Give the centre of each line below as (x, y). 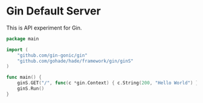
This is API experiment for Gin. (44, 28)
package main (23, 39)
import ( (17, 49)
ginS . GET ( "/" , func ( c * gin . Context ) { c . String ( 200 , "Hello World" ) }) (109, 83)
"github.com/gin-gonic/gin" (52, 55)
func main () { (24, 77)
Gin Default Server (53, 11)
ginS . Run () (31, 89)
